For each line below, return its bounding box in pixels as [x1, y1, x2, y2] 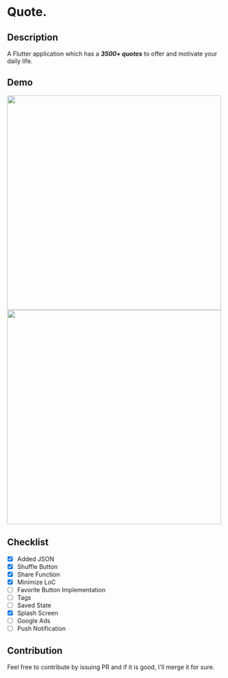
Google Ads [16, 617, 51, 625]
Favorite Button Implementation [16, 585, 106, 594]
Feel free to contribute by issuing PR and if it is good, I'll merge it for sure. [7, 663, 215, 671]
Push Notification [16, 624, 66, 633]
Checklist [7, 537, 49, 548]
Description [7, 32, 58, 43]
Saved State [16, 601, 51, 609]
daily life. [7, 57, 33, 65]
